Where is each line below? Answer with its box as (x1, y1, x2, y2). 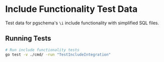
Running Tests (5, 34, 51, 43)
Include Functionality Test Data (5, 3, 138, 15)
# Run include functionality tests (5, 47, 80, 53)
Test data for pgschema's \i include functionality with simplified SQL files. (5, 20, 159, 26)
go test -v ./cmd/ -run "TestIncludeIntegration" (5, 52, 111, 57)
